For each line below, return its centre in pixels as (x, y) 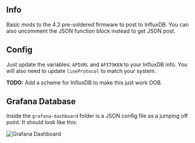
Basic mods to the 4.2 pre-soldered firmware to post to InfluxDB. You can (97, 24)
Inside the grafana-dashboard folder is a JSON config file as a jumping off (97, 116)
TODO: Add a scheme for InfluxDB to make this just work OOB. (84, 82)
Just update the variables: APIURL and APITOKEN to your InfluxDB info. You (97, 64)
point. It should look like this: (42, 122)
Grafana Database (41, 102)
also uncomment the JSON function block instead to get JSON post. (91, 31)
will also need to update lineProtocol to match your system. (81, 71)
